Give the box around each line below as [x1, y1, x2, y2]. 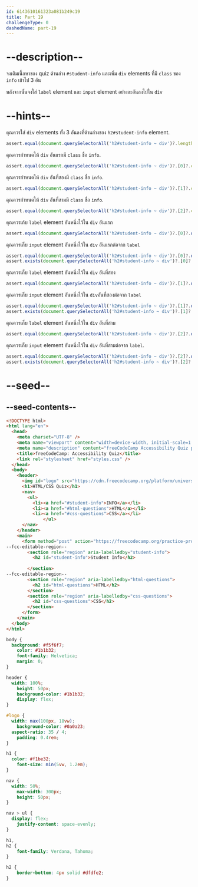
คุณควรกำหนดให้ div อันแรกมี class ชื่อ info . [6, 151, 101, 158]
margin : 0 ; [16, 658, 44, 665]
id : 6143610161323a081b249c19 [6, 8, 81, 15]
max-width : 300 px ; [16, 789, 62, 794]
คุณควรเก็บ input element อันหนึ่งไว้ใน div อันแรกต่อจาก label [6, 241, 140, 248]
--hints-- [6, 110, 51, 123]
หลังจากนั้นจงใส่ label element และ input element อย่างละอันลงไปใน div [6, 88, 163, 95]
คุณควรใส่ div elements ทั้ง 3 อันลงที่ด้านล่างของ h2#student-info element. [6, 129, 170, 136]
